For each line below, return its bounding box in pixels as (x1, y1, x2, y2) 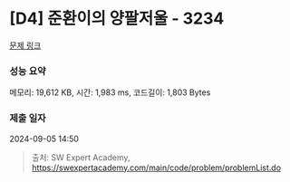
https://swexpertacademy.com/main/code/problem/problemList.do (31, 162, 282, 173)
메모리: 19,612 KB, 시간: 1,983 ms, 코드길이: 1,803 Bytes (9, 87, 211, 98)
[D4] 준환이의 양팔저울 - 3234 (9, 8, 225, 29)
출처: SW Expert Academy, (31, 151, 130, 163)
